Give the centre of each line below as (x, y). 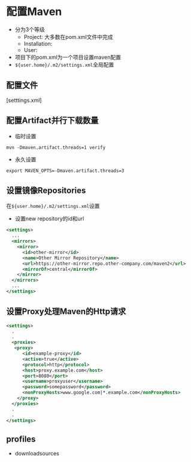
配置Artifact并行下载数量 (52, 121)
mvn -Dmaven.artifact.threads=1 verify (56, 147)
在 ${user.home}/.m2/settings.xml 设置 (53, 206)
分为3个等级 (30, 29)
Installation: (38, 43)
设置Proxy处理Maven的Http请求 (66, 312)
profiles (21, 439)
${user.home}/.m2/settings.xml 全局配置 (64, 64)
